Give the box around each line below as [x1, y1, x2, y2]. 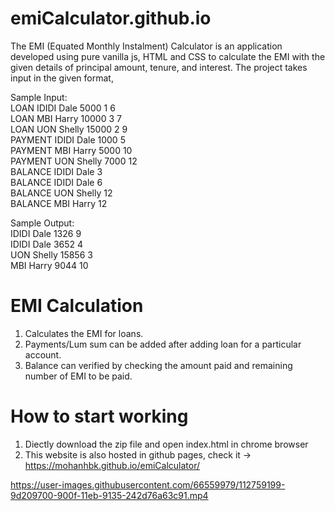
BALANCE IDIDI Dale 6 [10, 176, 103, 188]
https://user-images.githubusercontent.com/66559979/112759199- [10, 478, 286, 491]
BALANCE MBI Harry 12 [10, 197, 108, 209]
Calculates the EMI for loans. [24, 327, 144, 339]
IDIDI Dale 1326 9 [10, 227, 82, 239]
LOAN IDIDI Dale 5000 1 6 [10, 102, 116, 114]
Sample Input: [10, 91, 68, 103]
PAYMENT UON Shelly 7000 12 [10, 155, 138, 167]
